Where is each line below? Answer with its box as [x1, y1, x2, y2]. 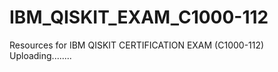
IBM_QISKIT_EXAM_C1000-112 [9, 6, 269, 29]
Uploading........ [9, 49, 72, 61]
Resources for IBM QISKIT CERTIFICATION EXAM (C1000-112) [9, 39, 265, 51]
